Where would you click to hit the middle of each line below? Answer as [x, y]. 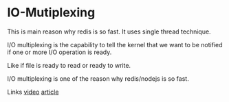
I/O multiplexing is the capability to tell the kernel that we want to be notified [115, 44]
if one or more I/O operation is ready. [59, 52]
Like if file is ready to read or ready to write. [69, 65]
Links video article [33, 92]
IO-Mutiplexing [51, 13]
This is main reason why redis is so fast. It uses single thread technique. [109, 31]
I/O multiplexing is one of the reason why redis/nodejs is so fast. [98, 78]
